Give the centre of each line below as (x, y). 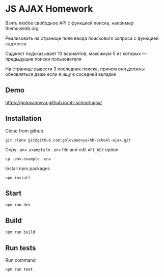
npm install (18, 178)
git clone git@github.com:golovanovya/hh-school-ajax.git (68, 140)
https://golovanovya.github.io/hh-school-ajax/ (54, 102)
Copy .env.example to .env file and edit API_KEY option (62, 149)
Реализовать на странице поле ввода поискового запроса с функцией (82, 38)
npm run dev (18, 205)
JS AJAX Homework (49, 9)
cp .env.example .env (28, 159)
